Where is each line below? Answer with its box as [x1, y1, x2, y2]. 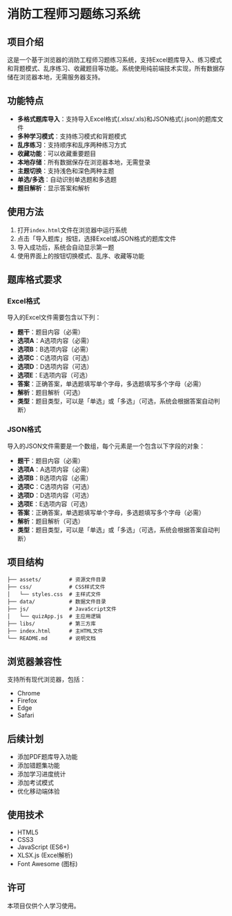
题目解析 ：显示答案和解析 [17, 184, 90, 192]
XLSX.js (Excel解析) [17, 851, 73, 859]
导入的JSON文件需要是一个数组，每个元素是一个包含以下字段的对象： [7, 442, 206, 450]
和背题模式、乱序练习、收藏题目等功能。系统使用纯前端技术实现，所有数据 [7, 64, 219, 73]
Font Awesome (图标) [17, 859, 78, 868]
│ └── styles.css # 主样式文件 [7, 591, 101, 598]
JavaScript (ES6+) [17, 843, 70, 851]
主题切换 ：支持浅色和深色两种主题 [17, 167, 115, 175]
